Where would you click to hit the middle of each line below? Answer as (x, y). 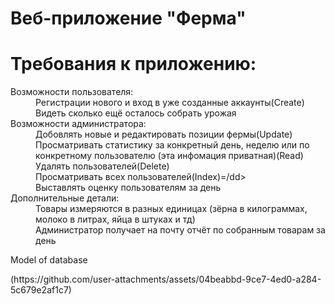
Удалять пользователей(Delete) (102, 166)
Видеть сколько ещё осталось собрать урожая (136, 113)
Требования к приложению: (133, 64)
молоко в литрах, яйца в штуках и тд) (115, 219)
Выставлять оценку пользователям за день (128, 188)
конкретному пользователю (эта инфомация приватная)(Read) (169, 156)
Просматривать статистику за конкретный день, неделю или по (172, 145)
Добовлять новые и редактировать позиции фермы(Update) (164, 134)
